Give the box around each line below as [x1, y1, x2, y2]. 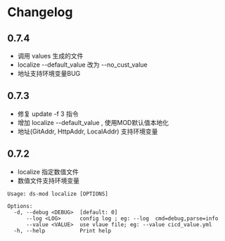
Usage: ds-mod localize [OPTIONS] [7, 190, 109, 197]
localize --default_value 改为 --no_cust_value [17, 60, 148, 69]
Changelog [7, 4, 73, 20]
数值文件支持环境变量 [17, 176, 79, 185]
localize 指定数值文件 [17, 167, 79, 176]
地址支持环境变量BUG [17, 70, 81, 77]
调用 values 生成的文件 [17, 52, 84, 60]
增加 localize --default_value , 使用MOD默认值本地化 [17, 118, 169, 126]
